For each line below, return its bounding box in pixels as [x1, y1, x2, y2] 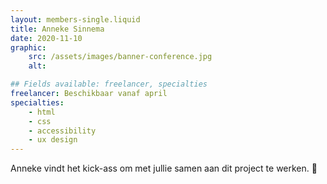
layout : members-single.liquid [10, 14, 141, 25]
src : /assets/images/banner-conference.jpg [28, 52, 213, 62]
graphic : [10, 42, 47, 53]
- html [28, 107, 56, 117]
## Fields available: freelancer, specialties [10, 79, 208, 90]
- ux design [28, 135, 78, 145]
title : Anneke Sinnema [10, 24, 105, 34]
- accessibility [28, 126, 97, 136]
